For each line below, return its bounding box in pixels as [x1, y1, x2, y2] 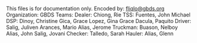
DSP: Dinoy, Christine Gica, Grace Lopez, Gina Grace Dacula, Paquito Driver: [6, 18, 191, 24]
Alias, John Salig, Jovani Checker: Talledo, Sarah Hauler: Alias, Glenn [6, 30, 174, 37]
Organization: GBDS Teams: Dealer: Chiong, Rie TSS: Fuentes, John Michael [6, 11, 191, 18]
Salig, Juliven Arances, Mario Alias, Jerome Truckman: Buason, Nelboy [6, 24, 178, 31]
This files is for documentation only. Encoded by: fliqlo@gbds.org [6, 5, 165, 12]
